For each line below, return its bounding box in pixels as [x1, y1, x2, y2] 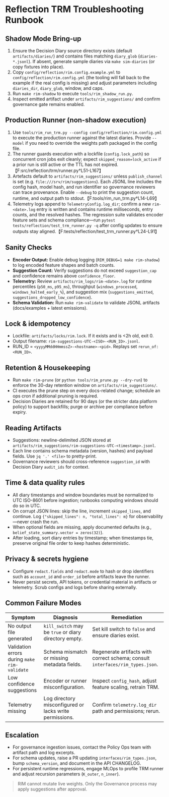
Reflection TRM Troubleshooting [5, 4, 144, 15]
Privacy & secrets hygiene [5, 555, 89, 563]
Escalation [5, 730, 39, 739]
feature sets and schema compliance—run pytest [12, 217, 116, 223]
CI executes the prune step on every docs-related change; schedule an [12, 387, 160, 394]
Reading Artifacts [5, 424, 62, 432]
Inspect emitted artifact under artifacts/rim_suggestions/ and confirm [12, 96, 160, 102]
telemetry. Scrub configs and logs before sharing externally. [12, 584, 137, 590]
